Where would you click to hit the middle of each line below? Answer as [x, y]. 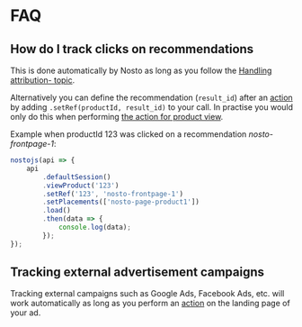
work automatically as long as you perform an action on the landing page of [150, 304]
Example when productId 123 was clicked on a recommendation [129, 134]
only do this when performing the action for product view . [117, 117]
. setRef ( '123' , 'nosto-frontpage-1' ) [113, 194]
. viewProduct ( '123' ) [81, 186]
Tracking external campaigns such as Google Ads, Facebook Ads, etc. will [147, 294]
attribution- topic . [43, 80]
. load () [57, 211]
